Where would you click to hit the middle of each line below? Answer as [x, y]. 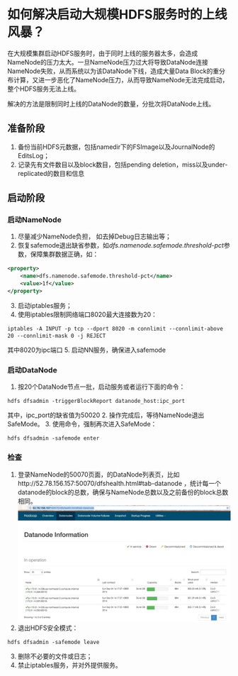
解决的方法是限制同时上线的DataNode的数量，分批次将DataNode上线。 [111, 104]
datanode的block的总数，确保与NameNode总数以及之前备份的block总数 [123, 492]
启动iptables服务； [45, 305]
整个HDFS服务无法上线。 [44, 89]
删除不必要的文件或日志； [55, 656]
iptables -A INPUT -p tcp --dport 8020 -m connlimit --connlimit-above [115, 328]
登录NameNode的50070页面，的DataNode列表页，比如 [98, 474]
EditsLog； [33, 155]
